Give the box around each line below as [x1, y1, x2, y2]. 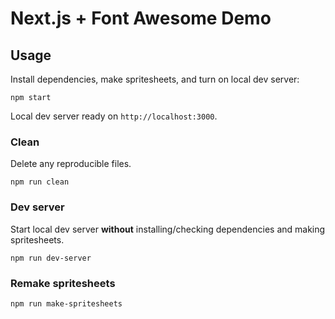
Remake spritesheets [10, 276, 116, 290]
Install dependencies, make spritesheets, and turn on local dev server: [10, 73, 300, 85]
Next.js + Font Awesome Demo [10, 7, 272, 30]
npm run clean [10, 177, 70, 187]
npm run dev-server [10, 253, 92, 263]
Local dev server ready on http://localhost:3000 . [10, 110, 218, 122]
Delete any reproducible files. [10, 158, 132, 170]
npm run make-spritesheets [10, 298, 123, 309]
